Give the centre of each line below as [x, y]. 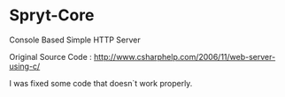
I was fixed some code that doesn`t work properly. [101, 83]
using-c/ [25, 66]
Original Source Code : [51, 56]
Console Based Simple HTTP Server [75, 40]
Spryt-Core [52, 15]
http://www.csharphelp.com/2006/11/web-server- [185, 56]
